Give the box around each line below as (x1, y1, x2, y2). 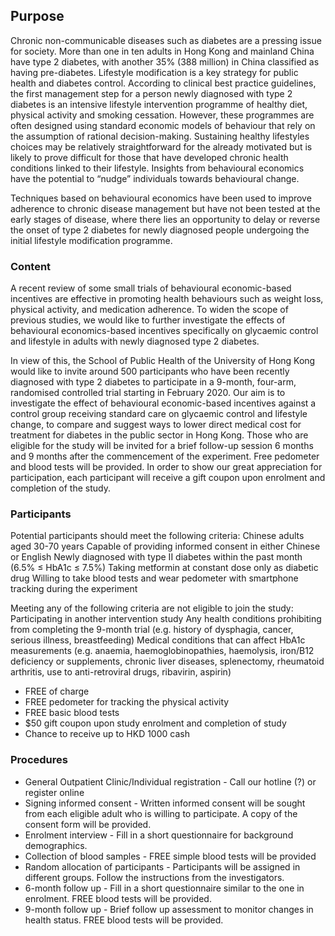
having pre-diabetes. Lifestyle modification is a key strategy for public (10, 66, 299, 78)
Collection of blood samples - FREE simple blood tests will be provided (24, 850, 317, 862)
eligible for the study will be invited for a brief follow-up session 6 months (10, 440, 314, 452)
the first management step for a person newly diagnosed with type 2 (10, 87, 293, 99)
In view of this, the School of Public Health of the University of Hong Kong (10, 355, 316, 367)
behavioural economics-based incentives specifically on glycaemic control (10, 325, 319, 337)
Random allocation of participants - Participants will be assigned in (24, 860, 301, 873)
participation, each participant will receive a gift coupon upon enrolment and (10, 472, 326, 484)
